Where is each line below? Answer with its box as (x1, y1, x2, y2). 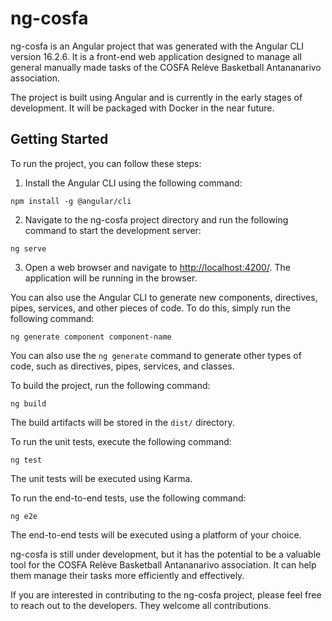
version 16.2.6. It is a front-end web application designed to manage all (10, 50, 302, 62)
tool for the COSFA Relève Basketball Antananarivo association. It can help (10, 558, 317, 571)
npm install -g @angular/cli (10, 196, 132, 206)
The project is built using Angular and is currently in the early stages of (10, 91, 303, 103)
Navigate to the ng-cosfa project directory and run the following (24, 213, 289, 226)
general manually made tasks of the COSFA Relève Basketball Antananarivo (10, 61, 322, 73)
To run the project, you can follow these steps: (10, 157, 202, 169)
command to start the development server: (24, 224, 202, 236)
